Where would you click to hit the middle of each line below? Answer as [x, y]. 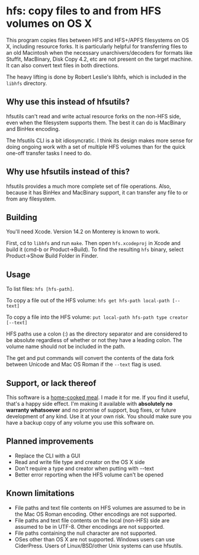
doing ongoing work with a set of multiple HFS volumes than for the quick [96, 146]
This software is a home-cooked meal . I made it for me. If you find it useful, [98, 397]
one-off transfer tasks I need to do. [49, 153]
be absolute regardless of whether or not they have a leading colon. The [94, 340]
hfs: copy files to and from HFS [84, 11]
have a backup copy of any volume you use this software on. [81, 423]
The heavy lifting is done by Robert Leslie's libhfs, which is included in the [96, 77]
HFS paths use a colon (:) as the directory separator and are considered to [97, 334]
